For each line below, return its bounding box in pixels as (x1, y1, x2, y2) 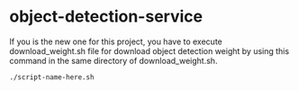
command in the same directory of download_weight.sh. (9, 55, 218, 66)
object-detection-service (9, 6, 203, 27)
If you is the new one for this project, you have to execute (9, 36, 222, 47)
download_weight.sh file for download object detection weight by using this (9, 45, 290, 56)
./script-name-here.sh (9, 72, 95, 82)
